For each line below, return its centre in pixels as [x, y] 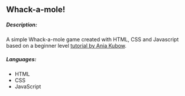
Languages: [21, 59]
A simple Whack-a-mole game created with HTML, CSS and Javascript [92, 39]
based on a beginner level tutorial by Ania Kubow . [66, 46]
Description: [22, 24]
